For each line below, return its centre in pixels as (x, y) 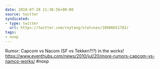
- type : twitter (22, 23)
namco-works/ (20, 61)
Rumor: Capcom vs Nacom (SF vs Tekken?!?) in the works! (64, 51)
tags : (11, 32)
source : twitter (22, 14)
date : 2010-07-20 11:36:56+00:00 (39, 10)
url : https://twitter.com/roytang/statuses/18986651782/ (69, 28)
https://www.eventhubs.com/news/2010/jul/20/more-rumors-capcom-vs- (80, 56)
